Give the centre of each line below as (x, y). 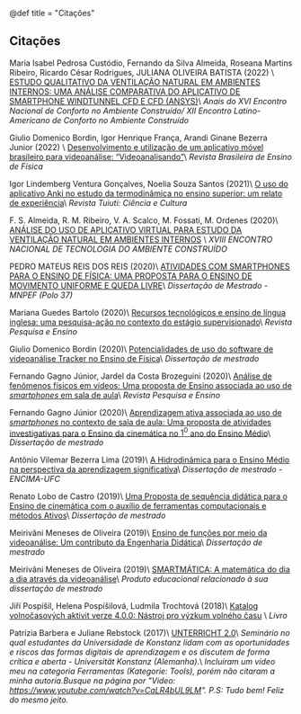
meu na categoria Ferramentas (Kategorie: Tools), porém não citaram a (142, 671)
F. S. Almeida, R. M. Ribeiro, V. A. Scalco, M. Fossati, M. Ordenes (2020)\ (144, 220)
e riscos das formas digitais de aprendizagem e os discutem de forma (140, 652)
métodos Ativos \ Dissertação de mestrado (88, 515)
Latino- (247, 111)
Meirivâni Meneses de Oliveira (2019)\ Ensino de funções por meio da (138, 533)
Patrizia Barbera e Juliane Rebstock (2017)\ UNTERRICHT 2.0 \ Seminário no (150, 633)
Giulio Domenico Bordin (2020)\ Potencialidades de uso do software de (142, 349)
